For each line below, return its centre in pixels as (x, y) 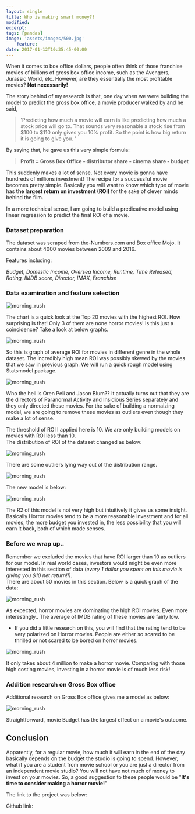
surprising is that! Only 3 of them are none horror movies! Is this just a (90, 323)
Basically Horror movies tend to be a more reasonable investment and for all (97, 516)
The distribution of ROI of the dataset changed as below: (74, 442)
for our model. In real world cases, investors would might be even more (91, 563)
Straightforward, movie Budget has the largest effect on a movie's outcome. (97, 719)
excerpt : (17, 28)
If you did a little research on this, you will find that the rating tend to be (100, 628)
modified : (18, 22)
